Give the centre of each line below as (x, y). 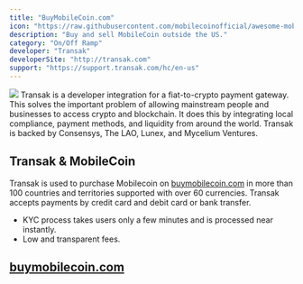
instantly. (39, 229)
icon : (19, 26)
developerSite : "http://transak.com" (80, 60)
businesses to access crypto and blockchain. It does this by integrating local (151, 114)
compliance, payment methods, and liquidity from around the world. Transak (151, 124)
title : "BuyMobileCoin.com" (62, 18)
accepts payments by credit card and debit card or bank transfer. (130, 202)
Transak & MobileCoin (73, 162)
